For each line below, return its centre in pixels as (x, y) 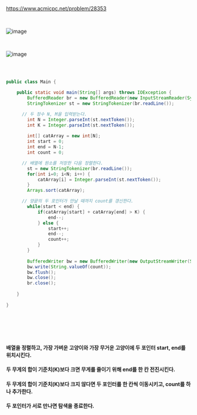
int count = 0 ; (46, 152)
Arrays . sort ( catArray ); (56, 191)
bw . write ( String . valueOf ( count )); (69, 267)
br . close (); (42, 283)
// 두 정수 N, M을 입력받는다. (54, 114)
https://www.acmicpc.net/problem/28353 (56, 9)
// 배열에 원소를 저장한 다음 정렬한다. (62, 163)
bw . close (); (42, 278)
